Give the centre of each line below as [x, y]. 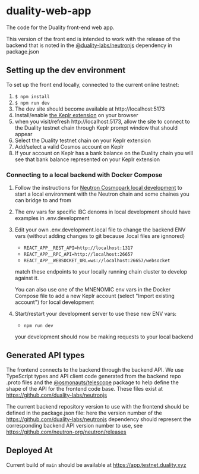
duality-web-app [49, 11]
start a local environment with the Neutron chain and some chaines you [102, 194]
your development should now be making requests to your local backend [104, 337]
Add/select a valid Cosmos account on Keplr [69, 146]
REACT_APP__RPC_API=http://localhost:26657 [78, 255]
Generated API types [45, 355]
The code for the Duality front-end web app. [60, 27]
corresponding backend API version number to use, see [75, 425]
